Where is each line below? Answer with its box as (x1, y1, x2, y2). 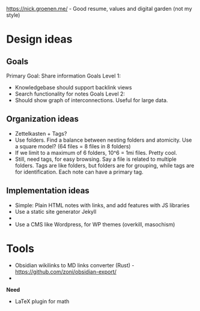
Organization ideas (6, 114, 79, 124)
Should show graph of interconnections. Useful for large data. (14, 97, 168, 104)
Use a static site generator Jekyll (14, 208, 97, 215)
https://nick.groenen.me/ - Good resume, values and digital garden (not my (6, 5, 192, 12)
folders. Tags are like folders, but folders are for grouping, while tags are (14, 162, 195, 169)
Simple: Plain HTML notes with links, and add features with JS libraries (14, 201, 190, 209)
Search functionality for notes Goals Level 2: (14, 90, 125, 97)
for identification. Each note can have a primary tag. (14, 168, 144, 175)
